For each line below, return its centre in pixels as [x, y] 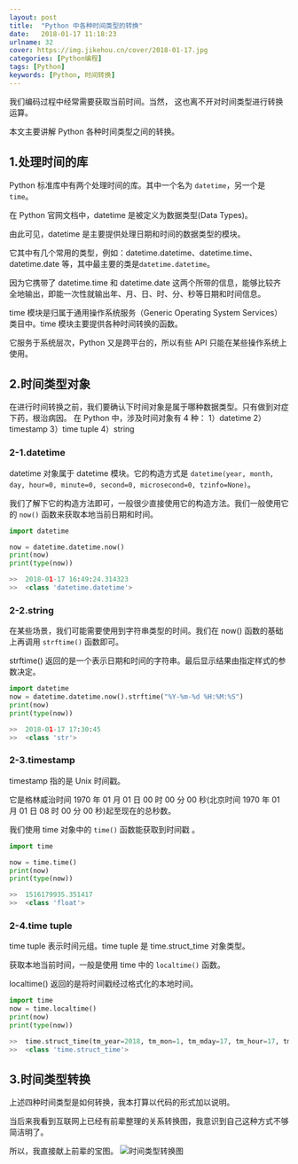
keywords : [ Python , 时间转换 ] [62, 75]
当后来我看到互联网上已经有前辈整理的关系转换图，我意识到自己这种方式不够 [149, 1121]
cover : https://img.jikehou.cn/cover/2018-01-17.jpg [109, 51]
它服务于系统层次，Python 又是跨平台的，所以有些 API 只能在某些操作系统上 [148, 342]
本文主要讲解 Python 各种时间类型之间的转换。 [94, 131]
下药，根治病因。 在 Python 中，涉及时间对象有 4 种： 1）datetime [130, 418]
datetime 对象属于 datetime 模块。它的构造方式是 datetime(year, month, [141, 473]
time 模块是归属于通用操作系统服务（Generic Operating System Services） [145, 312]
